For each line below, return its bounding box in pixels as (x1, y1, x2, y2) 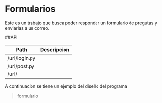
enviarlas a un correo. (5, 25, 50, 31)
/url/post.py (7, 63, 34, 69)
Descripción (40, 46, 70, 53)
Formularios (5, 3, 56, 15)
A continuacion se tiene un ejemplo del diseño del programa (5, 83, 127, 89)
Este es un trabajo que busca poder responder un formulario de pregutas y (5, 20, 158, 26)
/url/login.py (7, 54, 36, 61)
